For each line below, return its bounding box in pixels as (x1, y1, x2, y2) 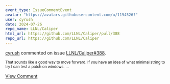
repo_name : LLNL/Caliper (5, 26, 58, 32)
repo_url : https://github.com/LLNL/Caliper (5, 36, 100, 41)
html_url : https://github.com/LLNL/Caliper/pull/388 (5, 31, 120, 36)
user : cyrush (5, 17, 33, 22)
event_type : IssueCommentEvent (5, 7, 72, 13)
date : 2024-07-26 (5, 21, 42, 27)
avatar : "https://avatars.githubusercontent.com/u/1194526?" (5, 12, 138, 17)
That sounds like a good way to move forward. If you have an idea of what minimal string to (5, 60, 165, 65)
